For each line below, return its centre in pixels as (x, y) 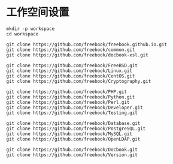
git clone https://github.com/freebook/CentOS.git (71, 76)
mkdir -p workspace (31, 29)
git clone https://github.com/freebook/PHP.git (67, 92)
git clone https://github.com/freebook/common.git (71, 50)
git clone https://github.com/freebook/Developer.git (75, 108)
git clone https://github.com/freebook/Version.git (72, 155)
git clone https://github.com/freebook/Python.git (71, 97)
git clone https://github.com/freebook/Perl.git (68, 102)
